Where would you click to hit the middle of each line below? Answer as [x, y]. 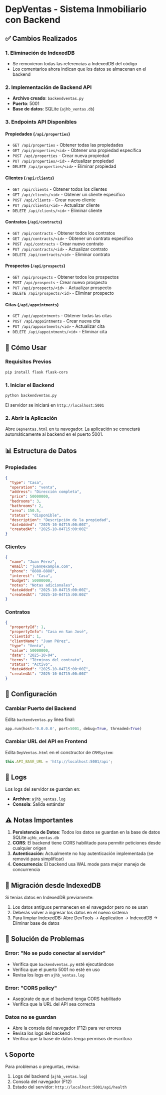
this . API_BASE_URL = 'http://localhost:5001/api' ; [59, 762]
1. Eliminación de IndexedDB [40, 53]
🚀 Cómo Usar [26, 347]
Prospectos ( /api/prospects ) [35, 266]
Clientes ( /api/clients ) [29, 178]
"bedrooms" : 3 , [25, 501]
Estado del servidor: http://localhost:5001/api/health [69, 1087]
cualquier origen [29, 848]
